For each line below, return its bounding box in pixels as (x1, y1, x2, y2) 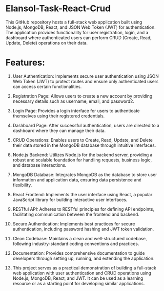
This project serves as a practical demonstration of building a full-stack (12, 265, 157, 270)
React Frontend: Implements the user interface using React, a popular (12, 191, 153, 197)
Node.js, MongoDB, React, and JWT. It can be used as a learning (12, 275, 143, 281)
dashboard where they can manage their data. (12, 128, 106, 134)
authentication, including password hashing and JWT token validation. (12, 226, 154, 232)
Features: (5, 57, 45, 68)
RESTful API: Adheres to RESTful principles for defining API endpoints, (12, 206, 154, 212)
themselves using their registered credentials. (12, 113, 105, 119)
